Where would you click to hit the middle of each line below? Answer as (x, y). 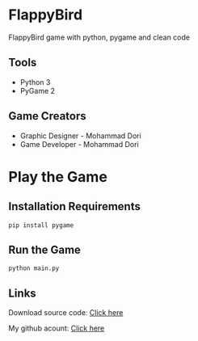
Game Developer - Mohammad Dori (79, 144)
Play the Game (58, 177)
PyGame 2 (37, 91)
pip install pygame (41, 225)
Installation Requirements (75, 206)
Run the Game (44, 249)
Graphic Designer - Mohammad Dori (80, 136)
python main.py (34, 268)
